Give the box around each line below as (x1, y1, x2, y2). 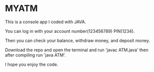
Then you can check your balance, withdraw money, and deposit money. (5, 37, 150, 43)
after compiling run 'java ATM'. (5, 52, 66, 58)
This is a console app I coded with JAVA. (5, 19, 86, 25)
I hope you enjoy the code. (5, 61, 59, 67)
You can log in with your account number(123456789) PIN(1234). (5, 28, 135, 34)
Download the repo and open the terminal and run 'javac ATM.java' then (5, 47, 149, 53)
